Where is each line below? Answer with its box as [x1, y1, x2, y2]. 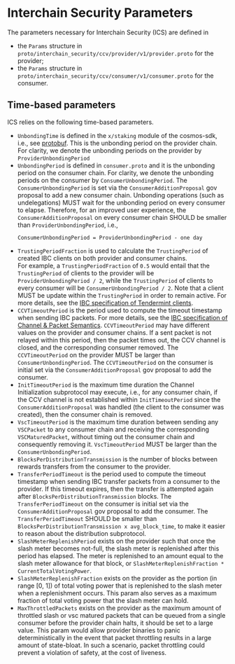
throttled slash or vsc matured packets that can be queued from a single [17, 611, 226, 619]
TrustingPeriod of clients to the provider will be [17, 268, 155, 277]
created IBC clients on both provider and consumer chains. [17, 254, 187, 262]
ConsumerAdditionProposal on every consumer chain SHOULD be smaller [17, 213, 227, 221]
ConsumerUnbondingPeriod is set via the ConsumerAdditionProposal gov [17, 184, 218, 192]
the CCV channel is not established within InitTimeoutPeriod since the [17, 395, 221, 403]
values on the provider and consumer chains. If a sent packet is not [17, 328, 212, 337]
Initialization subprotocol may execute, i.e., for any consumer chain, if [17, 387, 218, 396]
